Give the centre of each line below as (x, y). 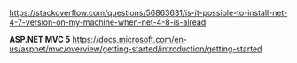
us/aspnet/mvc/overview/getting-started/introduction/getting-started (136, 49)
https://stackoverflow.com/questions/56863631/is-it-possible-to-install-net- (148, 13)
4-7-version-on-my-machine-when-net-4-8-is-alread (108, 22)
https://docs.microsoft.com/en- (130, 39)
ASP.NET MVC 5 (40, 39)
